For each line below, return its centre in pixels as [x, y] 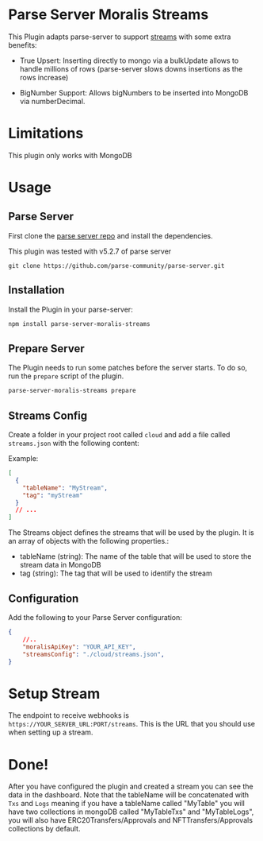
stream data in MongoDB [60, 565]
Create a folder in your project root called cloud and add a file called [119, 435]
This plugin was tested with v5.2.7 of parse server [90, 251]
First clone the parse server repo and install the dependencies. [111, 235]
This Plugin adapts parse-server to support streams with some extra [120, 37]
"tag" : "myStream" [53, 495]
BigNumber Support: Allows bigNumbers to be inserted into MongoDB [134, 92]
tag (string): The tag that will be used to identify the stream [116, 573]
